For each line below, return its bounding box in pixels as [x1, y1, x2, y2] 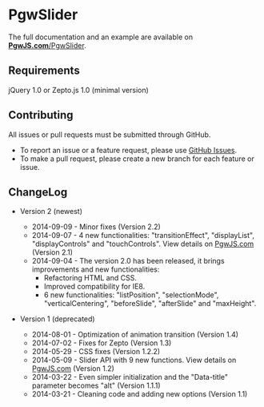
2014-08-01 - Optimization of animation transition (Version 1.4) [31, 330, 238, 340]
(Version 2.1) [31, 248, 74, 257]
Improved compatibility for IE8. [43, 282, 146, 292]
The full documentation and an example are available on [8, 32, 194, 42]
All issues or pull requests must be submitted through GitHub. [8, 130, 211, 139]
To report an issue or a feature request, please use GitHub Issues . [19, 145, 238, 155]
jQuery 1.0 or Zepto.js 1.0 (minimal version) [8, 85, 150, 95]
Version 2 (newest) [19, 207, 82, 216]
